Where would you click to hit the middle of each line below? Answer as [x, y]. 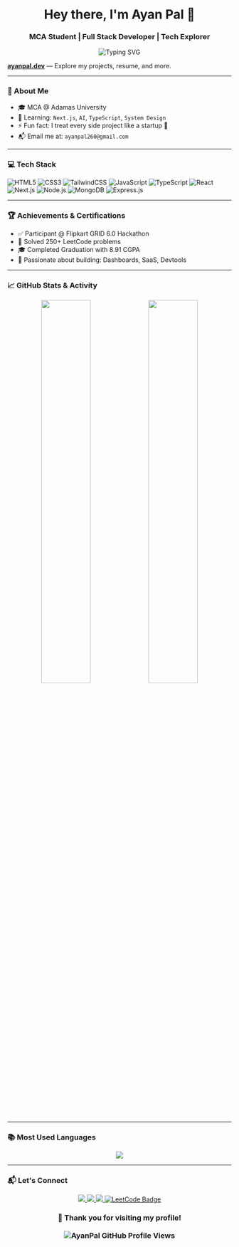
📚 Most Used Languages [52, 1137]
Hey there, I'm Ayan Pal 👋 [119, 15]
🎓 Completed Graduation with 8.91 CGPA [79, 250]
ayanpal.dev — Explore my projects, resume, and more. [90, 66]
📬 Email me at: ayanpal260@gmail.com [73, 136]
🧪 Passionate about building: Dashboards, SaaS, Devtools [102, 260]
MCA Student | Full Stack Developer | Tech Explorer [119, 37]
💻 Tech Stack [32, 164]
